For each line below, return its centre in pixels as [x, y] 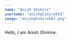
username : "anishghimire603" [35, 14]
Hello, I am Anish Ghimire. [31, 33]
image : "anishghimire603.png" [36, 19]
